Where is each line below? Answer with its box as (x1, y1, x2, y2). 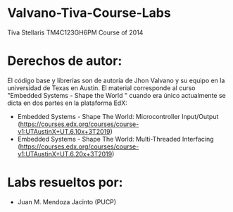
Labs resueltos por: (7, 175, 123, 191)
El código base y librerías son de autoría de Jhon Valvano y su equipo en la (7, 76, 225, 85)
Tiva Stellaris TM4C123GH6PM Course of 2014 (7, 28, 144, 37)
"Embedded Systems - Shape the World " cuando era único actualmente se (7, 91, 227, 99)
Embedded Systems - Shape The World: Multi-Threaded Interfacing (17, 135, 214, 143)
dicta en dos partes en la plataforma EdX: (7, 99, 128, 107)
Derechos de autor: (7, 53, 122, 69)
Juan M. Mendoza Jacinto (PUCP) (17, 197, 117, 206)
